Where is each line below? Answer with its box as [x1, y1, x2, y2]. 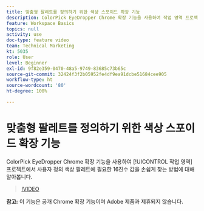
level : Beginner [6, 60, 47, 66]
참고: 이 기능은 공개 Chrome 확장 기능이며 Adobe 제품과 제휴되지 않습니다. [6, 198, 183, 205]
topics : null [6, 26, 39, 32]
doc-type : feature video [6, 37, 69, 43]
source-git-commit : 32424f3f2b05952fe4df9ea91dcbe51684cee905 [6, 71, 167, 77]
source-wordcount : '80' [6, 83, 67, 89]
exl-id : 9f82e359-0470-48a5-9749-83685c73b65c [6, 65, 126, 72]
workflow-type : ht [6, 77, 53, 83]
